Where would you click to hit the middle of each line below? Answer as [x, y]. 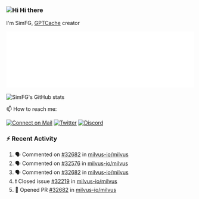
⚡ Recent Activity [32, 139]
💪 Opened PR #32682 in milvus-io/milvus [66, 189]
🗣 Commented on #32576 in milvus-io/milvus [71, 163]
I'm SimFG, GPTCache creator [43, 23]
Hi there [32, 10]
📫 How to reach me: [32, 109]
